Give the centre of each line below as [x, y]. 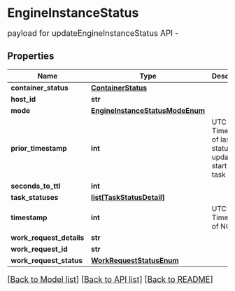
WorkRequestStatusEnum [135, 260]
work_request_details [48, 238]
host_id [23, 99]
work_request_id [39, 249]
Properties [31, 56]
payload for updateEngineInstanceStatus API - [93, 33]
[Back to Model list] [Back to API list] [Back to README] [110, 279]
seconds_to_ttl [36, 186]
